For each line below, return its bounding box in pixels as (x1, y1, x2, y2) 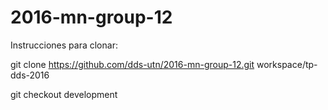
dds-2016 (10, 69, 50, 81)
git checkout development (10, 88, 118, 100)
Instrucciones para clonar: (10, 39, 118, 51)
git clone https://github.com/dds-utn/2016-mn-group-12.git (10, 58, 255, 70)
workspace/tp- (256, 58, 318, 70)
